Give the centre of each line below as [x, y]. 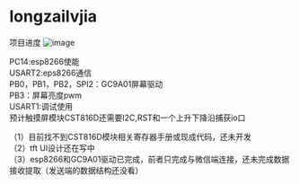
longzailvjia [53, 17]
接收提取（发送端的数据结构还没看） [76, 170]
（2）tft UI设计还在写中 [53, 148]
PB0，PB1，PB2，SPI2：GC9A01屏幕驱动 [86, 83]
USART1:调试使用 [41, 106]
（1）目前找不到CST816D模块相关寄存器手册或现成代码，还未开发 [131, 136]
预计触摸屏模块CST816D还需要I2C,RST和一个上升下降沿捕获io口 [128, 118]
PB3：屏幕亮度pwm [46, 95]
